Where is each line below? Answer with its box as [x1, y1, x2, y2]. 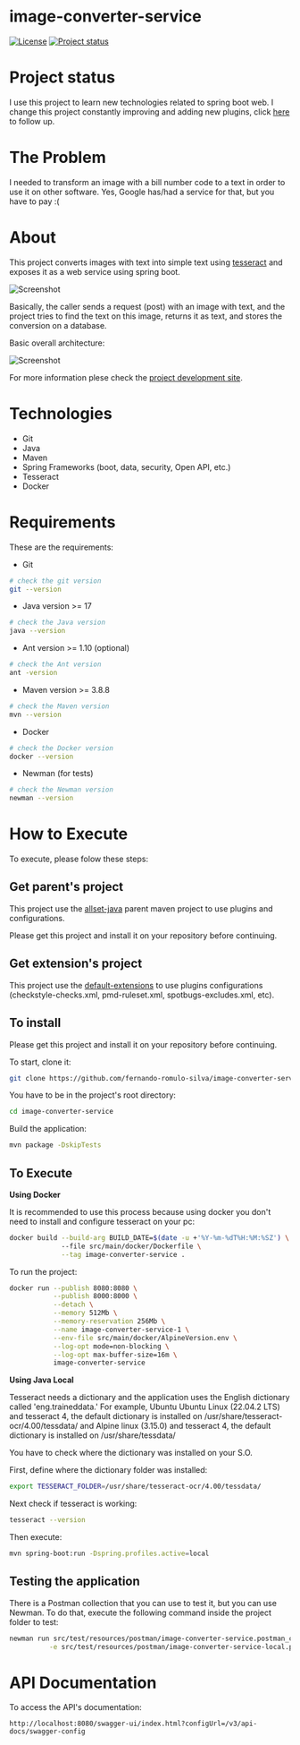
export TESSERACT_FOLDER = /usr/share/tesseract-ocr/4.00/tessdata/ [9, 1482, 262, 1492]
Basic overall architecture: [9, 338, 105, 348]
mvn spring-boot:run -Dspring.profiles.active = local [9, 1549, 210, 1559]
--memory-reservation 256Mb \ [53, 1317, 166, 1326]
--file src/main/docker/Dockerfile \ [61, 1242, 202, 1251]
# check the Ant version [9, 660, 102, 669]
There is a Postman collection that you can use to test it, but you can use [9, 1597, 277, 1608]
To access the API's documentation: [9, 1702, 142, 1713]
